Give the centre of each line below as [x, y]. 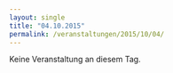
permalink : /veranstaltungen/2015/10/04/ [87, 34]
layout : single [37, 17]
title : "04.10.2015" [47, 26]
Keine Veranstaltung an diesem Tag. [75, 60]
